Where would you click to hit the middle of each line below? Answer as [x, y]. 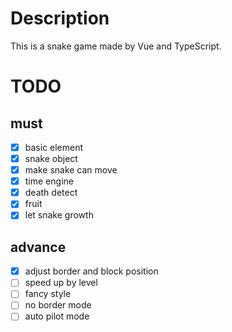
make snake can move [71, 170]
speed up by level [61, 283]
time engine [49, 181]
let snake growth [59, 215]
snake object [51, 158]
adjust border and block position [91, 271]
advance [38, 247]
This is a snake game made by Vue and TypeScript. [116, 46]
